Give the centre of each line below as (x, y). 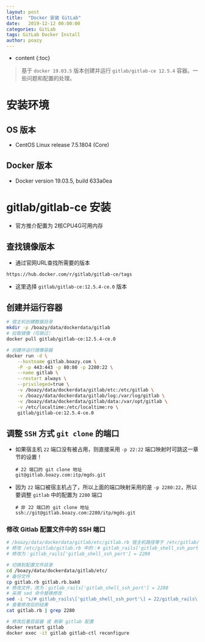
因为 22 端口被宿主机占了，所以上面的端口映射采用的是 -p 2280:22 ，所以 (106, 487)
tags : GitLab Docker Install (43, 35)
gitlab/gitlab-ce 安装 (59, 207)
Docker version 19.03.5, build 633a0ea (64, 181)
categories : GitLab (31, 29)
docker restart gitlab (35, 627)
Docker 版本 (30, 166)
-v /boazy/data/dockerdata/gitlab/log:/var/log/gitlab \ (91, 396)
